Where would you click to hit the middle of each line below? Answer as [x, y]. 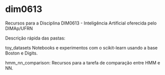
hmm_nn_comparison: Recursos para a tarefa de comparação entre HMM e [83, 62]
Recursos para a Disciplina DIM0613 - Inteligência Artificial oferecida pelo [81, 23]
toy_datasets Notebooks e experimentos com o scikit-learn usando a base [81, 47]
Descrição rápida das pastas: [35, 38]
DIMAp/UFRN [19, 28]
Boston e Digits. [21, 53]
